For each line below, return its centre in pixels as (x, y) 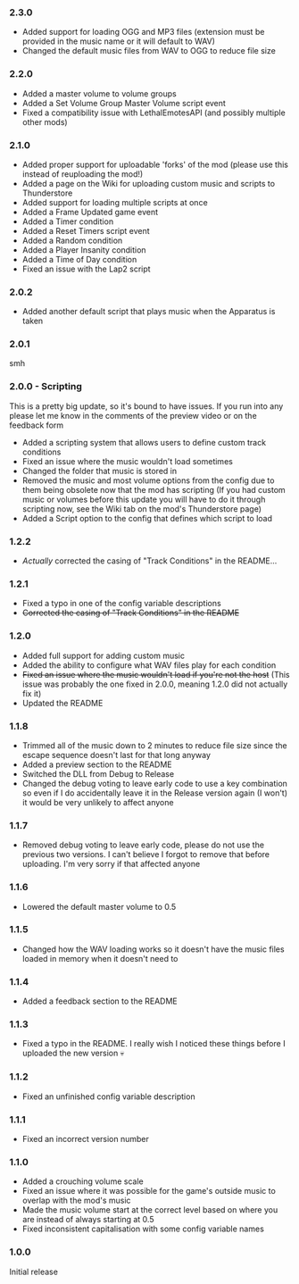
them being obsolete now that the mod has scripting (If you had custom (154, 489)
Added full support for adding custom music (104, 655)
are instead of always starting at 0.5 (88, 1220)
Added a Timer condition (68, 221)
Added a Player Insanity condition (84, 250)
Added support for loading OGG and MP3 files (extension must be (143, 32)
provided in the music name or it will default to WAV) (119, 41)
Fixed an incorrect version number (86, 1139)
